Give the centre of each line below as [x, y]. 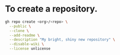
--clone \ [19, 31]
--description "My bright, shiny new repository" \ [62, 40]
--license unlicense [30, 49]
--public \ [20, 26]
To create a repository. [51, 9]
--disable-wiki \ [27, 44]
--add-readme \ [25, 35]
